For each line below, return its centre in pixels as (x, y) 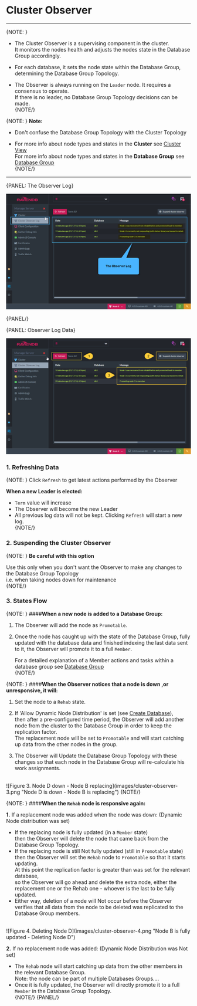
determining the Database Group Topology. (67, 73)
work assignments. (37, 768)
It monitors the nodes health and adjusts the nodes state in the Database (102, 49)
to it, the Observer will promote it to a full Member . (73, 649)
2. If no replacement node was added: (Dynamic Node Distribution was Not (97, 949)
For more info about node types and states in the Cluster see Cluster (98, 144)
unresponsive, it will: (32, 690)
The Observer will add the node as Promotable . (71, 625)
